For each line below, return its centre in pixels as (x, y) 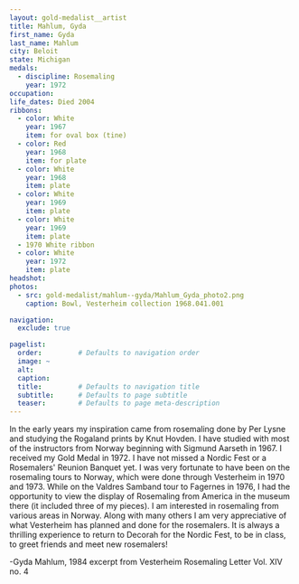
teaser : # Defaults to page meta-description (119, 403)
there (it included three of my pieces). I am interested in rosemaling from (144, 506)
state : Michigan (40, 60)
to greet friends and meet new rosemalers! (89, 544)
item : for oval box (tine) (76, 136)
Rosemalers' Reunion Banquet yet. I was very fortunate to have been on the (150, 467)
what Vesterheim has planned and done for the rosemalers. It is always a (145, 525)
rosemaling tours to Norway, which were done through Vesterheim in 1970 (147, 477)
